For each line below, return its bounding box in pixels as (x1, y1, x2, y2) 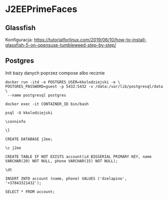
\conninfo (5, 119, 26, 124)
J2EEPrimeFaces (5, 4, 77, 15)
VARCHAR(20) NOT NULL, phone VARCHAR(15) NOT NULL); (5, 158, 118, 163)
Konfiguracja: (5, 37, 33, 43)
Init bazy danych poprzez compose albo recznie (5, 70, 105, 76)
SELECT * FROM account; (5, 189, 55, 194)
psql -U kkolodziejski (5, 110, 53, 115)
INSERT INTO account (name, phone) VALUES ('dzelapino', (5, 176, 127, 181)
